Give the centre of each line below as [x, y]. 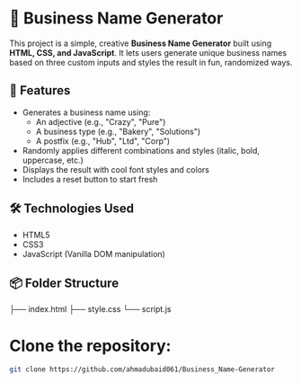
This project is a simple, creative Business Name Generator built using [141, 43]
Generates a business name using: [86, 112]
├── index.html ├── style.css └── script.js [90, 309]
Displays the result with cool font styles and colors [115, 169]
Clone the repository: [90, 346]
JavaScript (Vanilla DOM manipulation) [94, 254]
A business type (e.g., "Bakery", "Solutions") [118, 131]
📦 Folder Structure [64, 283]
